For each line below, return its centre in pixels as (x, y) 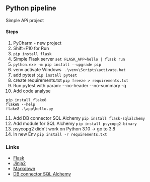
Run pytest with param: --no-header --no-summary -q (69, 86)
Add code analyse (32, 91)
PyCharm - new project (37, 43)
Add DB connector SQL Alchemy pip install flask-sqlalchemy (79, 118)
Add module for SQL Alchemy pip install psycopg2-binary (75, 124)
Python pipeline (31, 8)
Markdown (24, 169)
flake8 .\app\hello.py (29, 109)
